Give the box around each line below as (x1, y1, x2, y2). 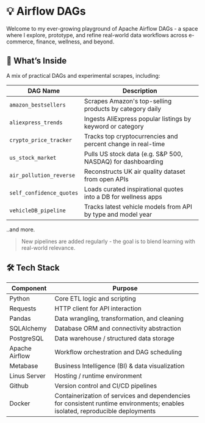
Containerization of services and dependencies (54, 391, 191, 400)
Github (9, 381, 29, 390)
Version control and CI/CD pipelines (54, 381, 157, 390)
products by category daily (84, 104, 162, 113)
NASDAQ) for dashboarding (84, 157, 164, 166)
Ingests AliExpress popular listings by (84, 114, 192, 123)
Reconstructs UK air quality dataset (84, 167, 185, 176)
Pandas (9, 314, 31, 323)
